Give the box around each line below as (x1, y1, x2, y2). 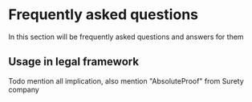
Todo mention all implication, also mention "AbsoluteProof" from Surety (8, 76, 245, 85)
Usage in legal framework (8, 55, 139, 69)
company (8, 84, 40, 94)
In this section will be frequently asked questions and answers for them (8, 32, 244, 41)
